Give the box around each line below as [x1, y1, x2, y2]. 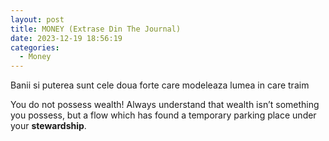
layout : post [10, 14, 65, 25]
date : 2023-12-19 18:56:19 [10, 33, 123, 43]
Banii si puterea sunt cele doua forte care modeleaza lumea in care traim [10, 79, 310, 91]
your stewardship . [10, 120, 87, 132]
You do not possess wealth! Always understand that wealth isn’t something [10, 99, 320, 111]
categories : [10, 42, 60, 53]
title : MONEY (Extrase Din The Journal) [10, 24, 182, 34]
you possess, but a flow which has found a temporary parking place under [10, 109, 317, 121]
